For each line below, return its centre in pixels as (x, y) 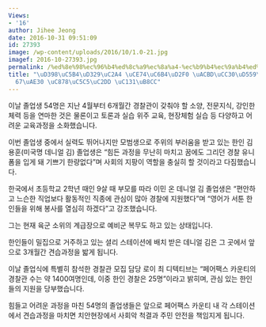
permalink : (26, 67)
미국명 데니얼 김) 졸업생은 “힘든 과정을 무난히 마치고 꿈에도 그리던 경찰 (131, 152)
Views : (19, 15)
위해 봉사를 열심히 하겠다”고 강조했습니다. (93, 208)
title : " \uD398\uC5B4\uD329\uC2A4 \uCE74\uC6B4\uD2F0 (99, 74)
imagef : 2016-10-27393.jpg (53, 60)
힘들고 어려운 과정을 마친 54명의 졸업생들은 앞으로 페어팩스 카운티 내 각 (118, 305)
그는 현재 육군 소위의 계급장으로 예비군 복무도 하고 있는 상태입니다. (110, 225)
